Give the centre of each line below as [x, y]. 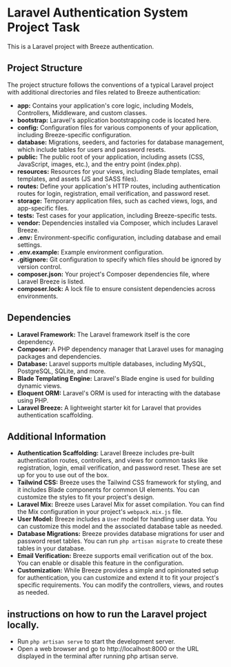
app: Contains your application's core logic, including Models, [105, 106]
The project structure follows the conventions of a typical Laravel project [110, 85]
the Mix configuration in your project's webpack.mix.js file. [100, 512]
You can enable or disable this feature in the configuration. [100, 563]
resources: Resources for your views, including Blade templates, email [118, 171]
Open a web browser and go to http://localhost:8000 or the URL [108, 649]
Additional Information [57, 436]
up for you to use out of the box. [63, 475]
